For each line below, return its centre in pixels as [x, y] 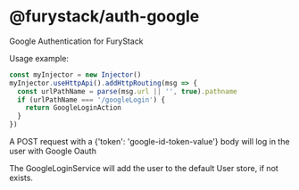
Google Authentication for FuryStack [77, 41]
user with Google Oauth [53, 151]
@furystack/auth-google [104, 17]
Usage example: [39, 58]
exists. [21, 178]
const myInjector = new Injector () [75, 74]
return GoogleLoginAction [74, 108]
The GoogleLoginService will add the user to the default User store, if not [144, 169]
